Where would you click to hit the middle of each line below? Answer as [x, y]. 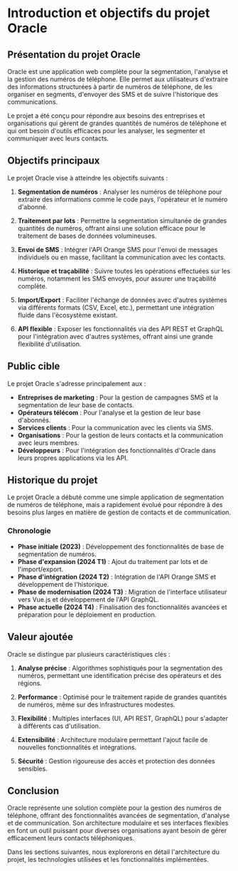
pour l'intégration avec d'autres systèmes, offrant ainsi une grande [115, 336]
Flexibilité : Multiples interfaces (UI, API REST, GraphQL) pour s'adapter [123, 718]
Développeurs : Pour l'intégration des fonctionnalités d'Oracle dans [117, 450]
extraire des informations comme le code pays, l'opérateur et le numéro [123, 199]
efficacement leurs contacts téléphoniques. [71, 838]
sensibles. [32, 768]
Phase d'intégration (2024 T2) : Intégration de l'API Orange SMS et [117, 577]
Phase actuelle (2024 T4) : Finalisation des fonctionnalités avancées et [122, 607]
